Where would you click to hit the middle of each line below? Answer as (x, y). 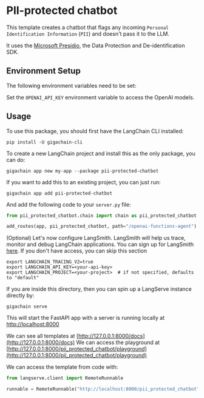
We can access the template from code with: (62, 367)
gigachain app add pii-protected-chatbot (59, 193)
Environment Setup (43, 71)
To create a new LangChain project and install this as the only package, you (101, 153)
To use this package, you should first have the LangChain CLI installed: (95, 131)
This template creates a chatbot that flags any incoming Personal (87, 27)
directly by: (20, 296)
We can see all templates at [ (42, 336)
